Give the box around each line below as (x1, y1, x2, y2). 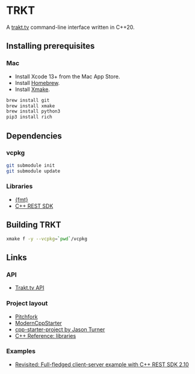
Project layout (6, 299, 48, 308)
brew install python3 (6, 108, 61, 114)
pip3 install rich (6, 114, 52, 120)
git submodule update (6, 168, 61, 174)
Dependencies (6, 131, 62, 141)
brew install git (6, 97, 50, 103)
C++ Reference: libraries (14, 332, 76, 339)
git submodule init (6, 162, 55, 169)
